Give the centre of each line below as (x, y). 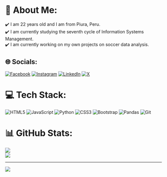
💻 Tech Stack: (36, 95)
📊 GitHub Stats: (39, 133)
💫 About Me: (31, 10)
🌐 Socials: (21, 62)
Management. (19, 39)
